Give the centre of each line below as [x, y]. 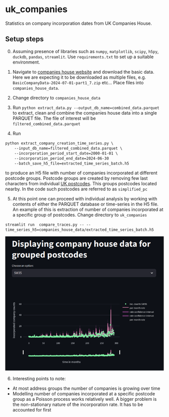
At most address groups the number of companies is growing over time [86, 388]
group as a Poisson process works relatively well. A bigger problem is [84, 399]
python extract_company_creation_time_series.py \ [59, 143]
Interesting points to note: [39, 378]
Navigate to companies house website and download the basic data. [83, 72]
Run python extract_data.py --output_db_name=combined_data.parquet [86, 108]
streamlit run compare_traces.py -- [45, 225]
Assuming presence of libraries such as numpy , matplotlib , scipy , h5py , [86, 51]
